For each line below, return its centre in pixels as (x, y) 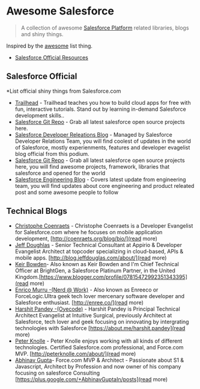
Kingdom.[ (28, 277)
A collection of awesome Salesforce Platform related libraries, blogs (105, 28)
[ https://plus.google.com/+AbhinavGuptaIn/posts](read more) (91, 379)
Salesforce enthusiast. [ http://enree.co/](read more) (79, 302)
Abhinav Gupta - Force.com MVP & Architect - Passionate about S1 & (99, 360)
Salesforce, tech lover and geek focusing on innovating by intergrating (102, 322)
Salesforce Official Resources (51, 57)
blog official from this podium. (52, 154)
